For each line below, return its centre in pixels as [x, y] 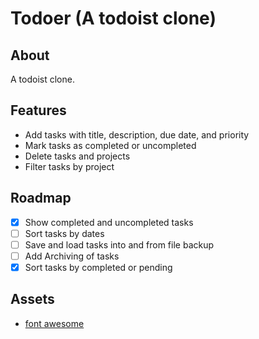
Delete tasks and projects [77, 156]
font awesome [54, 323]
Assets [32, 299]
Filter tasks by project [69, 166]
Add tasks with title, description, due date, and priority [137, 134]
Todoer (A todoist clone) [113, 18]
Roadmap [41, 198]
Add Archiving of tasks [72, 256]
